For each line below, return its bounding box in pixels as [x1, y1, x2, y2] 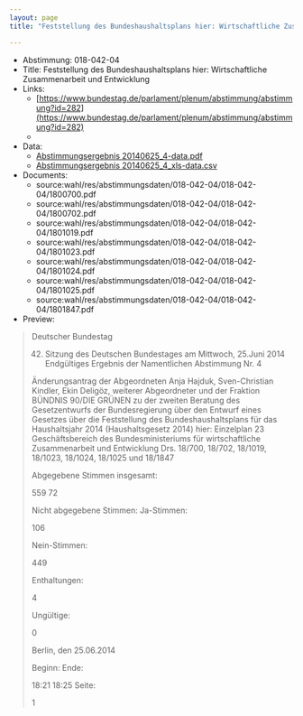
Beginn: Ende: [31, 662, 84, 673]
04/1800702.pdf [35, 208, 96, 219]
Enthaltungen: [31, 574, 84, 585]
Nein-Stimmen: [31, 539, 88, 551]
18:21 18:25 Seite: [31, 679, 96, 691]
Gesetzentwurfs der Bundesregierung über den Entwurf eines [31, 404, 262, 415]
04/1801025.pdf [35, 284, 96, 295]
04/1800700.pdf [35, 189, 96, 200]
